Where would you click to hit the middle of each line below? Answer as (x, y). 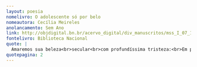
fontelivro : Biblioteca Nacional (47, 38)
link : (13, 33)
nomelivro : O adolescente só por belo (53, 17)
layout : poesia (25, 11)
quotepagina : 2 (25, 55)
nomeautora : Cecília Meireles (43, 22)
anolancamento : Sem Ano (35, 28)
